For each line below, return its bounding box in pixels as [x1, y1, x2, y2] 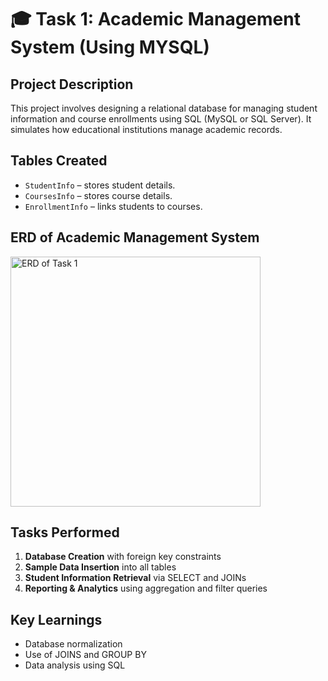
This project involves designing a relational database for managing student [10, 102, 318, 114]
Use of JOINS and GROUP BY [24, 649, 147, 661]
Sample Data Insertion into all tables [24, 561, 177, 573]
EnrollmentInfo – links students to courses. [24, 200, 203, 212]
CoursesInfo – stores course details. [24, 189, 173, 201]
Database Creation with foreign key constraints [24, 551, 222, 563]
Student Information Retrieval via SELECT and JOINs [24, 572, 247, 584]
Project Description [10, 76, 134, 93]
